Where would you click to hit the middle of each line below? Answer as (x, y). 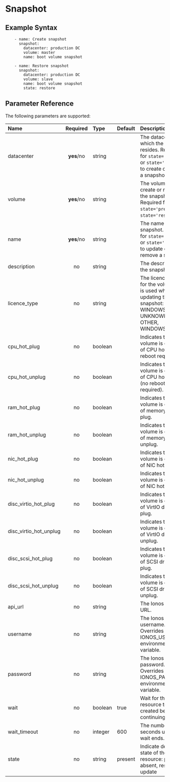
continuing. (153, 717)
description (21, 266)
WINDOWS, (154, 309)
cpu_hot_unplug (27, 377)
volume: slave (38, 79)
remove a (151, 255)
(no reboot (153, 383)
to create (151, 169)
